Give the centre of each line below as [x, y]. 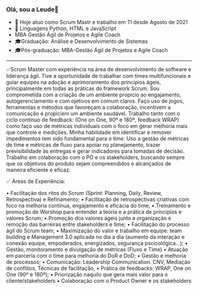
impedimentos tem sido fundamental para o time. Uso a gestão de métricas [98, 139]
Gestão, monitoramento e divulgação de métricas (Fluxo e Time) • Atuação [97, 249]
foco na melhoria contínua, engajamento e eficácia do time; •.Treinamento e [98, 206]
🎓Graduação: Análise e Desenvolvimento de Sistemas [81, 41]
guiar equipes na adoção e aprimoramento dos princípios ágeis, [84, 83]
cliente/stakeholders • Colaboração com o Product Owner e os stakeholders [99, 281]
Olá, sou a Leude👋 [32, 9]
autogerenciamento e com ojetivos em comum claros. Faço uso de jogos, [95, 101]
